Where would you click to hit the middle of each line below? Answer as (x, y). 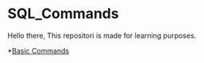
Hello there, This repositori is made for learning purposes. (102, 35)
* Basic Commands (38, 50)
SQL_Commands (64, 14)
